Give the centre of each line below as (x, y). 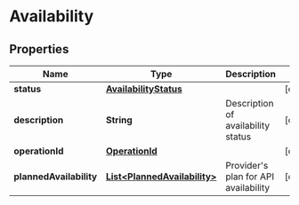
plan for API (250, 177)
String (119, 120)
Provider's (247, 166)
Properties (39, 49)
